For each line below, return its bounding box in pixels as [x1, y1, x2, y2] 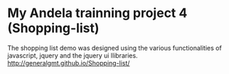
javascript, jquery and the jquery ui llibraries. [7, 51, 138, 60]
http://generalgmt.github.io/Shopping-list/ [7, 58, 130, 67]
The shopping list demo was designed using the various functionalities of [7, 43, 222, 52]
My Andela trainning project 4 [7, 5, 188, 21]
